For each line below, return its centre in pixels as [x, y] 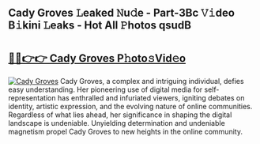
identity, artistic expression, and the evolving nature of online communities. [130, 106]
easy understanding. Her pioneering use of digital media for [106, 89]
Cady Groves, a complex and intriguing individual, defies [152, 81]
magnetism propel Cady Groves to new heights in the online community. [126, 131]
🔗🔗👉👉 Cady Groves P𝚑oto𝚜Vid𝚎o [97, 58]
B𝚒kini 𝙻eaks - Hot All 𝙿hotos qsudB [100, 26]
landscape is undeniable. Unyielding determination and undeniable [117, 123]
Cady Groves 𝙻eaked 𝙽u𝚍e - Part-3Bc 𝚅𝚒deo [122, 13]
